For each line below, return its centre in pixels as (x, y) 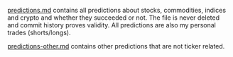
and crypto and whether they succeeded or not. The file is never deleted (114, 18)
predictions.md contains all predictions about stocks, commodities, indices (116, 10)
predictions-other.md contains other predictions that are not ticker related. (116, 46)
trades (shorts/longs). (39, 32)
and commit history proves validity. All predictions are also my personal (112, 25)
